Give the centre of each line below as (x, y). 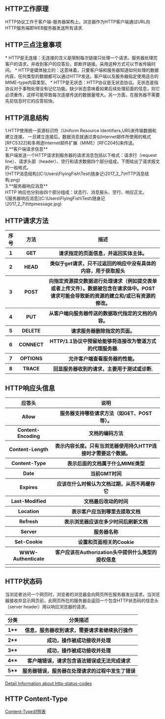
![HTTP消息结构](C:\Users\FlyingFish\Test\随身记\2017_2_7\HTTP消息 (75, 174)
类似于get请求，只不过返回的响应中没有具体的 (103, 264)
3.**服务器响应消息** (27, 186)
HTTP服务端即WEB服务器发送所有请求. (44, 28)
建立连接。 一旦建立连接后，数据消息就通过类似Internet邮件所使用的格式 (78, 137)
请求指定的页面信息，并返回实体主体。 (103, 253)
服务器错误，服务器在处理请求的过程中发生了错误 (79, 671)
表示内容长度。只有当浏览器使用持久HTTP (103, 446)
